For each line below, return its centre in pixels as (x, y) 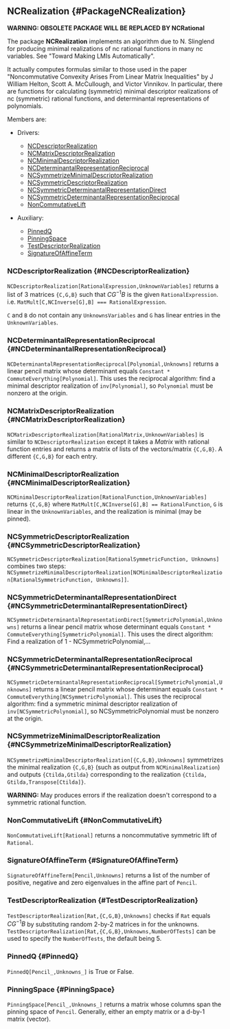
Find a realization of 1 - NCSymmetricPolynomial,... (79, 642)
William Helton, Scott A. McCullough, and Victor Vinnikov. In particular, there (115, 84)
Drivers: (28, 132)
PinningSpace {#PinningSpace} (61, 989)
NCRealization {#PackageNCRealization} (97, 11)
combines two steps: (37, 566)
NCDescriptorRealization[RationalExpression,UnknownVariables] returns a (113, 286)
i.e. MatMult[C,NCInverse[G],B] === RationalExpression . (87, 302)
